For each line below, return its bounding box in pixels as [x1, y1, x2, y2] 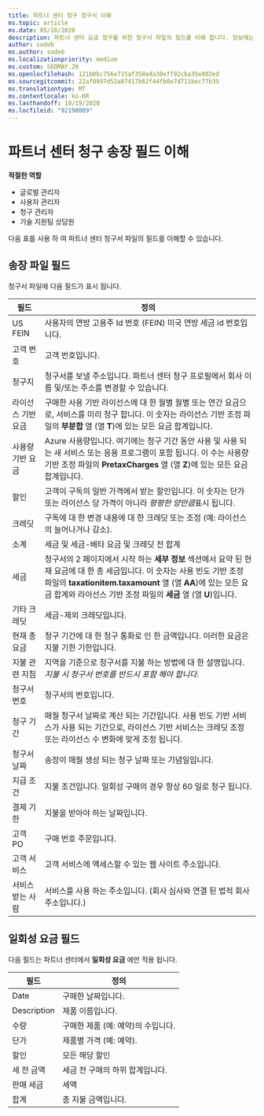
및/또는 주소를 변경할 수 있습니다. [53, 382, 169, 393]
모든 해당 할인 [62, 1049, 111, 1060]
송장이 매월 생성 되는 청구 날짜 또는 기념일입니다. [44, 754, 214, 765]
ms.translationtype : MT [8, 84, 86, 93]
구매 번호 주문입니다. [44, 832, 116, 843]
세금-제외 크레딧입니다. [44, 610, 127, 621]
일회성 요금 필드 [8, 932, 80, 946]
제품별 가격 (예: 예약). [62, 1035, 137, 1046]
